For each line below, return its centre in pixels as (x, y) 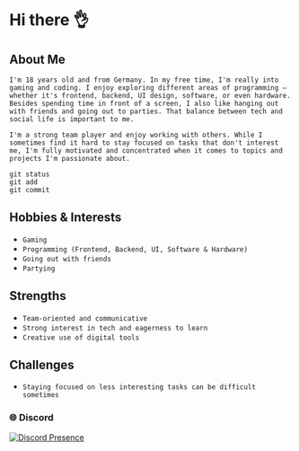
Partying (39, 269)
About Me (37, 59)
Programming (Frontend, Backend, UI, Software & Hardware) (135, 249)
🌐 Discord (31, 418)
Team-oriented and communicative (85, 318)
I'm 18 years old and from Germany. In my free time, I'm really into (144, 80)
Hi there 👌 (49, 20)
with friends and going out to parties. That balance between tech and (146, 111)
